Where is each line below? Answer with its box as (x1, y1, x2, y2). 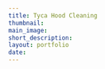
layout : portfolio (8, 41, 69, 49)
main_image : (8, 26, 48, 34)
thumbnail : (8, 19, 45, 27)
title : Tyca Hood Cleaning (8, 11, 98, 20)
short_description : (8, 33, 73, 42)
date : (8, 48, 26, 56)
